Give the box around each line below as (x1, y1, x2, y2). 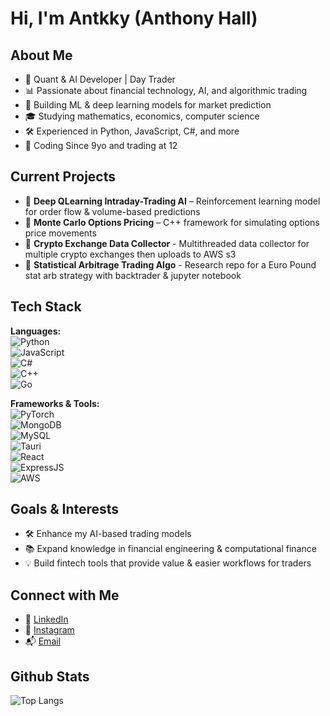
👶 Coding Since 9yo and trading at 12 (24, 140, 178, 151)
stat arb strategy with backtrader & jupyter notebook (24, 269, 242, 281)
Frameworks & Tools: (10, 397, 100, 409)
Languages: (10, 325, 62, 337)
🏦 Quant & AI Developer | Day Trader (24, 73, 176, 85)
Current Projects (10, 168, 116, 186)
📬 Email (24, 635, 62, 647)
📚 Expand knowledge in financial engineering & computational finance (24, 543, 317, 555)
